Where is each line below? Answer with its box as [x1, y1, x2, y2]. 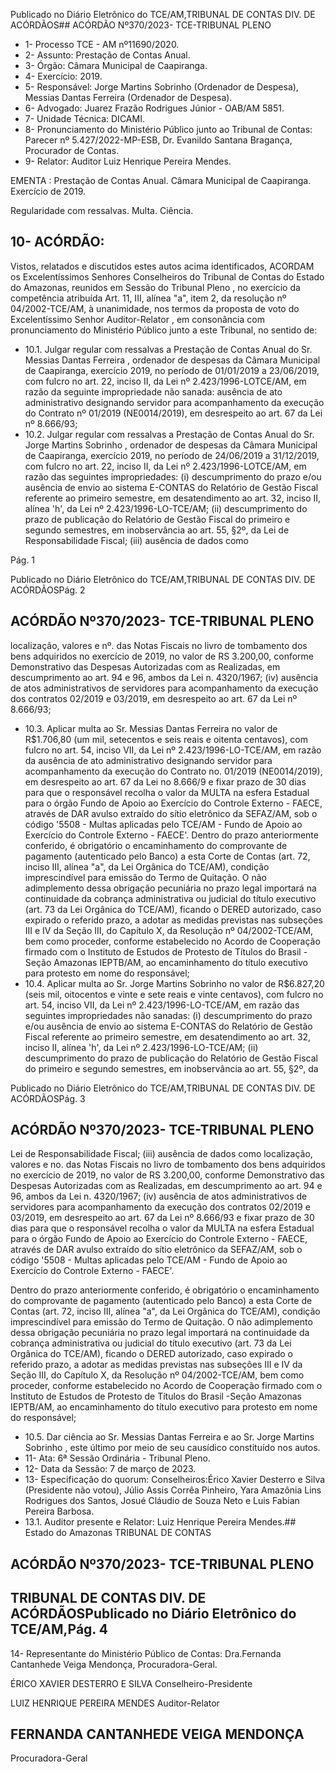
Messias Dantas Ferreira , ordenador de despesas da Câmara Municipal [24, 354, 321, 366]
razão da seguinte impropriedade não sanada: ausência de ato [24, 385, 283, 398]
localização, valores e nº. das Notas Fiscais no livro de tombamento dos [10, 639, 308, 651]
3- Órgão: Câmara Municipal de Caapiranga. [24, 60, 208, 71]
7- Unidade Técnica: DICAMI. [24, 113, 145, 124]
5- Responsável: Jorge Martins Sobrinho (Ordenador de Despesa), [24, 81, 299, 93]
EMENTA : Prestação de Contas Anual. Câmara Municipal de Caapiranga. [10, 175, 312, 186]
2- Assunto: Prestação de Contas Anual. [24, 49, 191, 61]
